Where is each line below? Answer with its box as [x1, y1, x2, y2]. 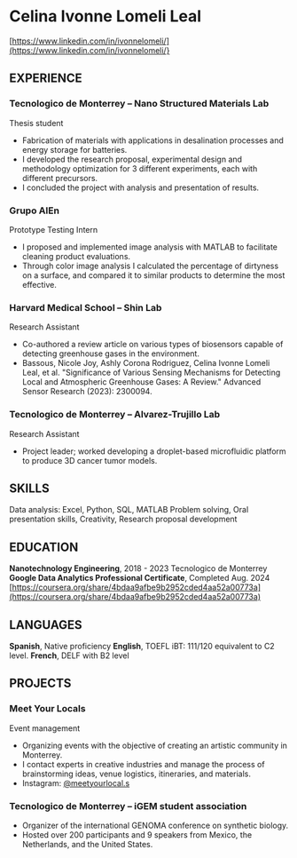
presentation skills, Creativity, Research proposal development [9, 513, 238, 525]
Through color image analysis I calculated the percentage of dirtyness [21, 260, 279, 271]
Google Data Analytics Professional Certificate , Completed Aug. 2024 [9, 573, 270, 584]
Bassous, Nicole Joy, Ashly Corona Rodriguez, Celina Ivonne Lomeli [21, 358, 270, 369]
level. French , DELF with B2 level [9, 650, 130, 661]
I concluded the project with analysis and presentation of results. [21, 182, 260, 193]
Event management [9, 722, 81, 734]
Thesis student [9, 117, 64, 128]
